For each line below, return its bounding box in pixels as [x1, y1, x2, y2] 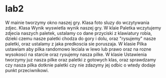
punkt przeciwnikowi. [5, 67, 49, 73]
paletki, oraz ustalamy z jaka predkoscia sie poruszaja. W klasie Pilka [5, 40, 147, 46]
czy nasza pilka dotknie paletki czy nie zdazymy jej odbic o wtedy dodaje [5, 62, 156, 68]
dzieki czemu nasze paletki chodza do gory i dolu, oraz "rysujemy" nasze [5, 35, 156, 41]
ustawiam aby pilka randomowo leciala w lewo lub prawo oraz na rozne [5, 46, 152, 52]
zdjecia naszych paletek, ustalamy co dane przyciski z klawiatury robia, [5, 30, 152, 36]
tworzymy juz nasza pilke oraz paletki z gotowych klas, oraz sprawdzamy [5, 56, 156, 62]
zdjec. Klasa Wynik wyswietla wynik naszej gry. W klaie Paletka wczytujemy [5, 24, 162, 30]
